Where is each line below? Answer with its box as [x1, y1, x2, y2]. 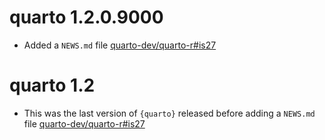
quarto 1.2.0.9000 [9, 6, 164, 29]
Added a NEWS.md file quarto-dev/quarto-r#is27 [23, 39, 217, 51]
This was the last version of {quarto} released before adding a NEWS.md [23, 107, 316, 119]
